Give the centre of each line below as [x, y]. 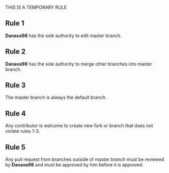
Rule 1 [15, 23]
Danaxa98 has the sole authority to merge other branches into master [79, 64]
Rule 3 [16, 85]
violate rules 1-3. [23, 131]
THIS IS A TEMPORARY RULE [36, 7]
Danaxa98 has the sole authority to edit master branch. [64, 36]
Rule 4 [16, 113]
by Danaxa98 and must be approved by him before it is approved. [74, 165]
